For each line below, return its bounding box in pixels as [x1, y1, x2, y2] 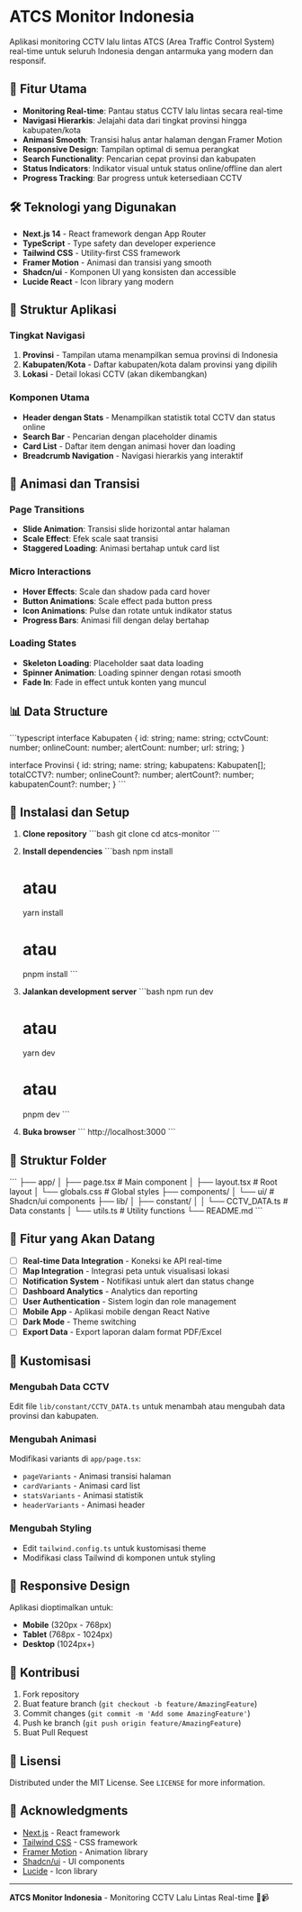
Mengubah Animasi [9, 1432, 97, 1445]
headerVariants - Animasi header [22, 1499, 146, 1511]
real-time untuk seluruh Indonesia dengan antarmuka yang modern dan [9, 45, 274, 56]
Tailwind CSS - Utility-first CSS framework [22, 247, 182, 258]
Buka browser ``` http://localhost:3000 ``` [22, 1127, 176, 1138]
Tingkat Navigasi [9, 329, 85, 342]
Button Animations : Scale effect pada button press [22, 595, 213, 606]
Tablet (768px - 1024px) [22, 1629, 113, 1640]
